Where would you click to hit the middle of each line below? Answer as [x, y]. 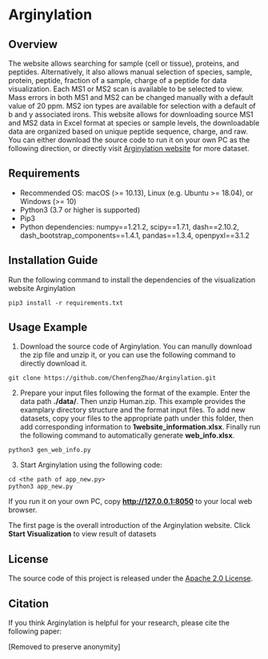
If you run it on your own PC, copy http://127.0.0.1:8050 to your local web [130, 501]
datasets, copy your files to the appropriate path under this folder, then [136, 418]
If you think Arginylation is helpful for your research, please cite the [119, 623]
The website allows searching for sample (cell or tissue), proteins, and [124, 63]
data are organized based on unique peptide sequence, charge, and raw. [128, 131]
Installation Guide [53, 260]
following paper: [35, 631]
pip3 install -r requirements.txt [66, 303]
